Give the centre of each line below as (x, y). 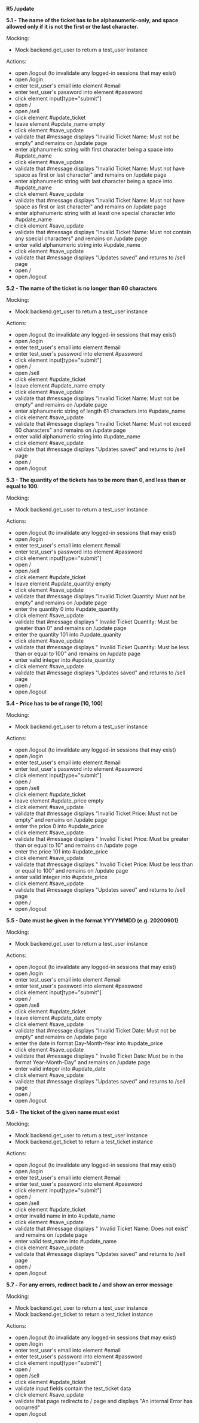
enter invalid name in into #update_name (65, 1216)
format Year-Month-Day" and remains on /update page (82, 1062)
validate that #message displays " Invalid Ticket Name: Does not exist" (102, 1228)
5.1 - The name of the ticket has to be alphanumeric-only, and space (92, 20)
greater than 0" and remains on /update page (71, 628)
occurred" (27, 1407)
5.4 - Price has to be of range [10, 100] (55, 703)
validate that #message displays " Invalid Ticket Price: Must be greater (102, 839)
